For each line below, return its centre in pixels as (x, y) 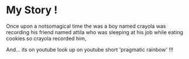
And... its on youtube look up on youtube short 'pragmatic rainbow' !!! (90, 49)
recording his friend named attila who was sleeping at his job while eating (94, 32)
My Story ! (32, 10)
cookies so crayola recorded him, (46, 38)
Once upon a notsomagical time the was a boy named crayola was (86, 26)
